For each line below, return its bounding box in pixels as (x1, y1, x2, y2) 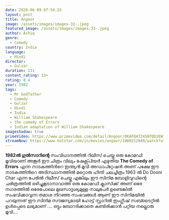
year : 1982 (5, 82, 28, 87)
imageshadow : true (5, 129, 44, 134)
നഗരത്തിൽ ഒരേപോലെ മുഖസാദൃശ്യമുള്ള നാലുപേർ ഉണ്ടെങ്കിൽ (5, 186, 132, 192)
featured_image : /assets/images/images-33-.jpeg (5, 26, 109, 31)
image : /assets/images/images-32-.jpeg (5, 21, 89, 27)
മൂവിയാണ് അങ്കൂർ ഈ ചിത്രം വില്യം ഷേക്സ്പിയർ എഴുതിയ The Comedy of (5, 158, 153, 164)
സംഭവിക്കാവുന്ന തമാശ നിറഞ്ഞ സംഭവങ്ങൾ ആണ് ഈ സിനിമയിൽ (5, 192, 145, 198)
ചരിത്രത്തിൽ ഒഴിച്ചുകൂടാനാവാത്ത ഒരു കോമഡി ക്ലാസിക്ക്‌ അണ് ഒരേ (5, 181, 142, 187)
